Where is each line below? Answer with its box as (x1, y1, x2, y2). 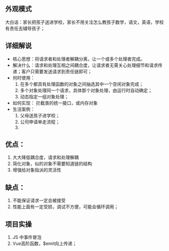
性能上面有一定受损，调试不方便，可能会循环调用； (12, 204, 119, 210)
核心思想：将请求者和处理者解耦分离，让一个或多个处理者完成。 (12, 56, 145, 62)
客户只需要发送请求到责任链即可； (21, 68, 92, 74)
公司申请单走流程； (20, 119, 60, 125)
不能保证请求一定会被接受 (12, 198, 66, 204)
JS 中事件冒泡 (12, 234, 42, 240)
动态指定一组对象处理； (20, 94, 69, 100)
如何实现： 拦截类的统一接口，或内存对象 (12, 100, 98, 106)
